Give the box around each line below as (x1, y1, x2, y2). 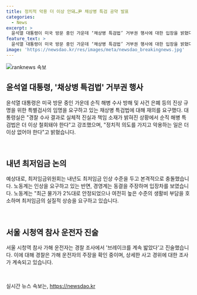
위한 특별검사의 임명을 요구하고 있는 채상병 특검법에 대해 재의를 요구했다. (16, 106, 183, 113)
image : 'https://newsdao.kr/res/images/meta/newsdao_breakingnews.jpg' (6, 47, 185, 53)
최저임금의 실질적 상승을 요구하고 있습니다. (21, 197, 119, 204)
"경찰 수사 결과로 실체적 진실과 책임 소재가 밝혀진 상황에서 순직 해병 (26, 114, 181, 121)
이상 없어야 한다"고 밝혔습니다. (6, 128, 76, 135)
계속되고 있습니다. (12, 259, 53, 266)
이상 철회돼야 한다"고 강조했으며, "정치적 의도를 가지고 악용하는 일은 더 (28, 121, 189, 128)
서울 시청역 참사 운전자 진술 (6, 227, 98, 238)
